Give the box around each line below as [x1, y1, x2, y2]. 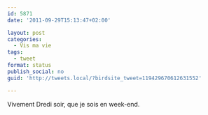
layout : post [7, 29, 46, 36]
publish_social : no [7, 68, 64, 75]
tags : [7, 49, 23, 56]
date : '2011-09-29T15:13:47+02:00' [7, 17, 111, 24]
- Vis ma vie [13, 43, 52, 49]
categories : [7, 36, 42, 43]
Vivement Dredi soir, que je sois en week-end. [7, 100, 140, 108]
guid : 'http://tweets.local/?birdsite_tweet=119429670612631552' [7, 75, 202, 82]
